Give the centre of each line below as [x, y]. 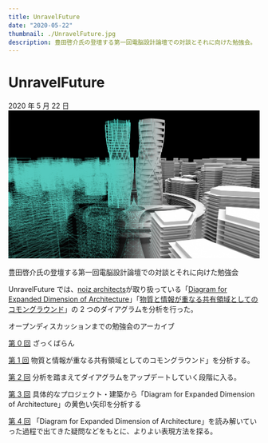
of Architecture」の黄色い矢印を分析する [75, 405]
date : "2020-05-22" [41, 25]
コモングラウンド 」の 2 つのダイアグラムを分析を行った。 [103, 309]
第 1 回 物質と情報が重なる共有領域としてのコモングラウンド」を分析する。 [132, 361]
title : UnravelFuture [44, 17]
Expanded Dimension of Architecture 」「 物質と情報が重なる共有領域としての [133, 299]
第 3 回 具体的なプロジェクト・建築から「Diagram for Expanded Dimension [132, 394]
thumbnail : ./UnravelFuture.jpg [62, 34]
